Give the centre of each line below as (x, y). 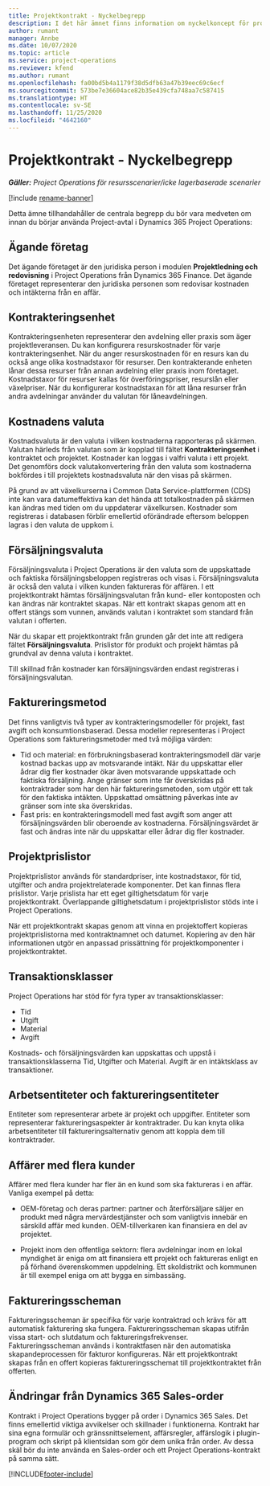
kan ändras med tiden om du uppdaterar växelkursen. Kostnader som (123, 508)
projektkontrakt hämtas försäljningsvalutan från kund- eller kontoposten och (135, 595)
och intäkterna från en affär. (55, 292)
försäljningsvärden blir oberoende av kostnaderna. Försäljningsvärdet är (139, 823)
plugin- (249, 1433)
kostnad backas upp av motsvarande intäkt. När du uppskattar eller (131, 763)
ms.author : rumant (39, 76)
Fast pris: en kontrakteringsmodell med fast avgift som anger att (126, 814)
